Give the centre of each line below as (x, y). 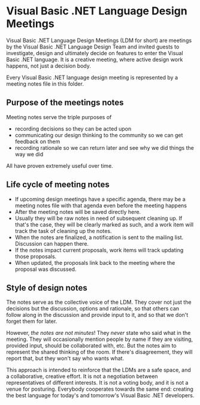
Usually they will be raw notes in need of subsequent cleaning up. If (99, 218)
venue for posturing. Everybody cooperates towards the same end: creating (100, 389)
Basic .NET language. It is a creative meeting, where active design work (95, 59)
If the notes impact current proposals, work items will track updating (99, 250)
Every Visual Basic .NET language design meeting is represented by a (92, 77)
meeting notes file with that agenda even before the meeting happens (101, 205)
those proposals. (36, 256)
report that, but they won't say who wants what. (65, 358)
